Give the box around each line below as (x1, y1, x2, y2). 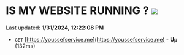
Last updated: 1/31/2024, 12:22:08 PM (6, 24, 104, 31)
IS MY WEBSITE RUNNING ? (6, 4, 150, 18)
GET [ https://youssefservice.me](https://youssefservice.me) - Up (14, 35, 178, 43)
